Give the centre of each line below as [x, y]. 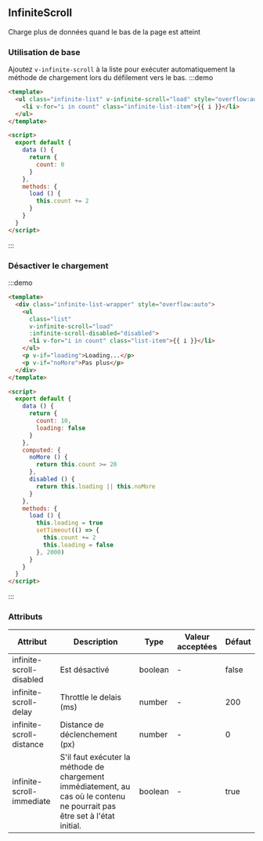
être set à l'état [87, 816]
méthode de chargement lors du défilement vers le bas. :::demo [111, 78]
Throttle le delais [90, 697]
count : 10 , [54, 421]
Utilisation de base [44, 52]
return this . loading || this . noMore [96, 486]
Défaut [238, 642]
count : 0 [50, 164]
